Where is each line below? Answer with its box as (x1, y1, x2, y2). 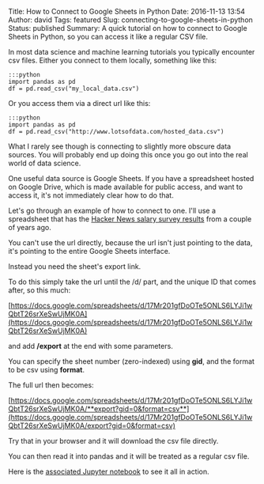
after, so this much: (8, 285, 71, 295)
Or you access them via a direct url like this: (8, 99, 151, 108)
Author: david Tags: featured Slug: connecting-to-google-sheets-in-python (8, 15, 253, 25)
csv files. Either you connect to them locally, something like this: (8, 55, 217, 65)
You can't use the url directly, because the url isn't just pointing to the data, (8, 238, 253, 248)
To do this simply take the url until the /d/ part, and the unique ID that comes (8, 277, 257, 286)
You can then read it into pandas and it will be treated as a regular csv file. (8, 452, 250, 461)
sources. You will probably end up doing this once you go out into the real (8, 150, 249, 159)
